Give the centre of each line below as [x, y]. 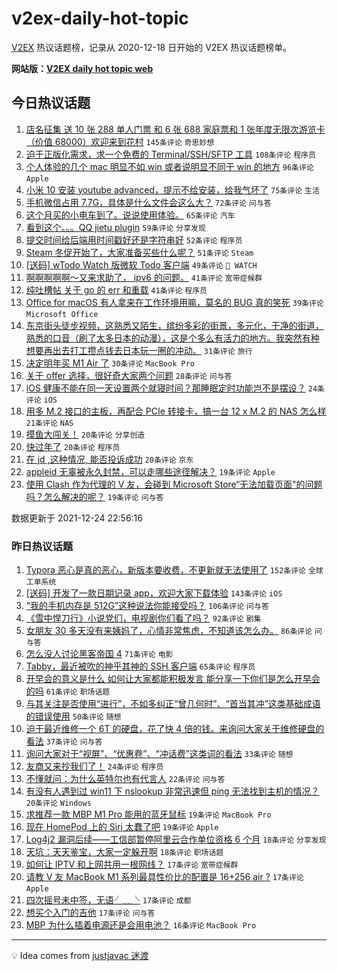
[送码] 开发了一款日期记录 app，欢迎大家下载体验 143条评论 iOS [154, 593]
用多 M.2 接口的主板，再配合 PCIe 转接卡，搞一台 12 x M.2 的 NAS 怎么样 [176, 411]
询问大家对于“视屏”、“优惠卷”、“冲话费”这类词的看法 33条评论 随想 [159, 754]
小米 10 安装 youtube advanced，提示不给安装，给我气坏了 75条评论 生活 [172, 189]
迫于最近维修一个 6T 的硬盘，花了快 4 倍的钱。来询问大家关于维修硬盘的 [175, 729]
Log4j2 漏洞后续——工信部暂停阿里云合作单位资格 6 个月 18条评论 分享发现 [176, 839]
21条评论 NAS [49, 423]
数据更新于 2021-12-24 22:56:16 [77, 518]
